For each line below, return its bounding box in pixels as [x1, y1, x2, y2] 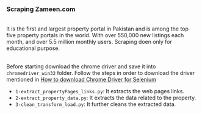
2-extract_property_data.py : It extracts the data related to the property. [15, 94, 197, 102]
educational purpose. [6, 45, 60, 52]
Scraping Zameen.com [6, 5, 76, 13]
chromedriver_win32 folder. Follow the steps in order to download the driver [6, 69, 195, 77]
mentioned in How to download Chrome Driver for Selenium [6, 76, 157, 84]
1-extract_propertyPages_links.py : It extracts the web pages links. [15, 88, 185, 95]
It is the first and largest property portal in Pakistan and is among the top [6, 25, 189, 32]
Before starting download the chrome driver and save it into [6, 63, 156, 70]
